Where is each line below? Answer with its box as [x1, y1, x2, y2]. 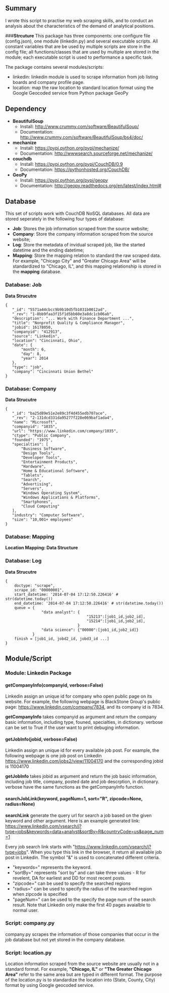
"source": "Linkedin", [12, 333, 60, 338]
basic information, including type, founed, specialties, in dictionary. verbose [5, 719, 163, 725]
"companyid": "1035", [12, 424, 58, 429]
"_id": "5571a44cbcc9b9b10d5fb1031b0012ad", [12, 307, 107, 312]
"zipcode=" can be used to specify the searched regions [12, 880, 131, 886]
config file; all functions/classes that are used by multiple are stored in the [5, 49, 159, 55]
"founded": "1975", [12, 438, 53, 443]
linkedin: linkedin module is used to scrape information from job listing [12, 73, 158, 80]
